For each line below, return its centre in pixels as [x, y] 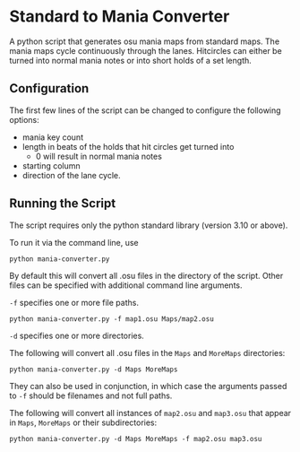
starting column [51, 165]
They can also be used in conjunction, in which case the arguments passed [148, 386]
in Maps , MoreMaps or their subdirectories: [83, 422]
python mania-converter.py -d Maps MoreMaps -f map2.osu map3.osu [136, 439]
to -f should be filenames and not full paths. [91, 395]
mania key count [52, 137]
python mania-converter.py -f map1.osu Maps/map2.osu [112, 319]
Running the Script [63, 204]
